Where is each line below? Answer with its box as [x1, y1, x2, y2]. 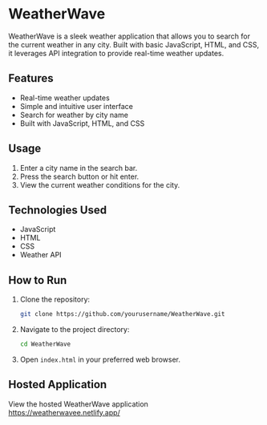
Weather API [19, 250, 62, 260]
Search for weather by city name [19, 110, 128, 119]
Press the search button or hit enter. [19, 172, 140, 181]
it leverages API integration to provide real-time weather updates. [8, 48, 225, 58]
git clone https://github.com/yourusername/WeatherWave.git [19, 310, 225, 318]
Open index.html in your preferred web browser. [19, 354, 181, 364]
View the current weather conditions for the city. [19, 180, 180, 189]
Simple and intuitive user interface [19, 101, 134, 111]
